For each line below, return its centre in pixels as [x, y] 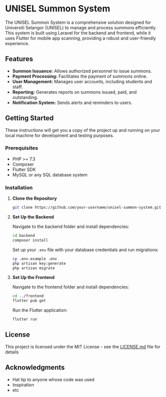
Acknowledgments [35, 368]
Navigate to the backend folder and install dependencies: [71, 227]
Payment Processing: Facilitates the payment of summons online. [80, 76]
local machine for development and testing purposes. [60, 135]
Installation [19, 187]
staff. [18, 87]
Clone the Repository [34, 198]
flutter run [25, 319]
